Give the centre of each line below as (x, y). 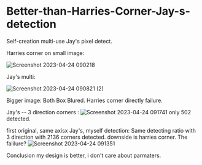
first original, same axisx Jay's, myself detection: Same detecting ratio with (101, 130)
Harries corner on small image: (45, 53)
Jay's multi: (21, 76)
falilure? (16, 143)
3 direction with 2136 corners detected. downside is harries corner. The (97, 137)
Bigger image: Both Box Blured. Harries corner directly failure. (84, 100)
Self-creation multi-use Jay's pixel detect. (59, 41)
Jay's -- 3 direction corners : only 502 (99, 112)
